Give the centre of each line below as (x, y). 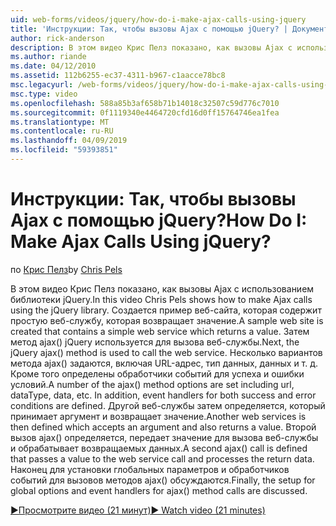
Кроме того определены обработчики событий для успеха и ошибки (157, 373)
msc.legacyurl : (42, 85)
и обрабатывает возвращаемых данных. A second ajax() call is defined (159, 448)
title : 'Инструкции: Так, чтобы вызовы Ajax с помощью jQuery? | (149, 29)
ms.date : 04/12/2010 (53, 66)
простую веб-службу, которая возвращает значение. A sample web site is (167, 320)
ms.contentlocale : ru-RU (62, 131)
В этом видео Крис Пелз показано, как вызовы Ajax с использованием (162, 288)
